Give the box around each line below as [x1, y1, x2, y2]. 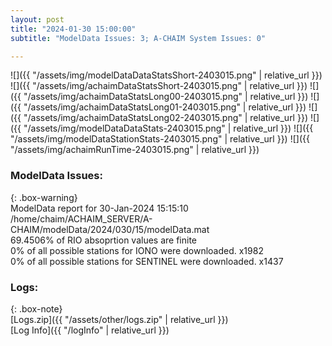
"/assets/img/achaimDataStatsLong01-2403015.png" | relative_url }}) [23, 101, 307, 113]
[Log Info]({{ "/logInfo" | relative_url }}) [10, 324, 170, 336]
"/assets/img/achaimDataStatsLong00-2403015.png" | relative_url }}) [23, 91, 309, 103]
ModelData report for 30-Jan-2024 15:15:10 [10, 202, 189, 214]
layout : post [10, 14, 65, 25]
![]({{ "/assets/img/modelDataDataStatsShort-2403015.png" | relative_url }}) [10, 69, 323, 81]
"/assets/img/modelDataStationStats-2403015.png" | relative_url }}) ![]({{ [10, 133, 310, 145]
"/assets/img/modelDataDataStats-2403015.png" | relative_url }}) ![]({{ [23, 122, 314, 135]
